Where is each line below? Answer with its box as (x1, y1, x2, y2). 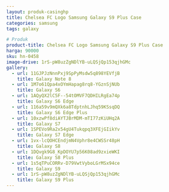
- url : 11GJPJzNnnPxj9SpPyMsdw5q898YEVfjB (11, 70, 120, 76)
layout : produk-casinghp (6, 8, 69, 15)
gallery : (6, 65, 28, 71)
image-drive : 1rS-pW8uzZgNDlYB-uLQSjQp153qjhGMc (6, 59, 131, 65)
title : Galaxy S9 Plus (17, 177, 74, 183)
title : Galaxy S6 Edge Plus (17, 109, 88, 115)
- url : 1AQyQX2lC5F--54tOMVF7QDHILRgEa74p (11, 93, 120, 99)
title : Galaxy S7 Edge (17, 132, 74, 138)
